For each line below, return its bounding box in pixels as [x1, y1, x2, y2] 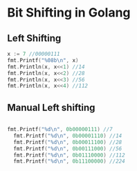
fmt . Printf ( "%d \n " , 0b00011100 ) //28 [13, 139, 122, 145]
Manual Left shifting [7, 101, 95, 113]
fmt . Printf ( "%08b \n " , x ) [7, 57, 79, 63]
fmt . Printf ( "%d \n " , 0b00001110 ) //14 [13, 132, 122, 139]
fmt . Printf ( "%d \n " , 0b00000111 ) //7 [7, 126, 113, 133]
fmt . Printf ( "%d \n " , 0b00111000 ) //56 [13, 145, 122, 152]
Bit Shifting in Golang [7, 5, 131, 21]
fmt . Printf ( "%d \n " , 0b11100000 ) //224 [13, 158, 126, 165]
